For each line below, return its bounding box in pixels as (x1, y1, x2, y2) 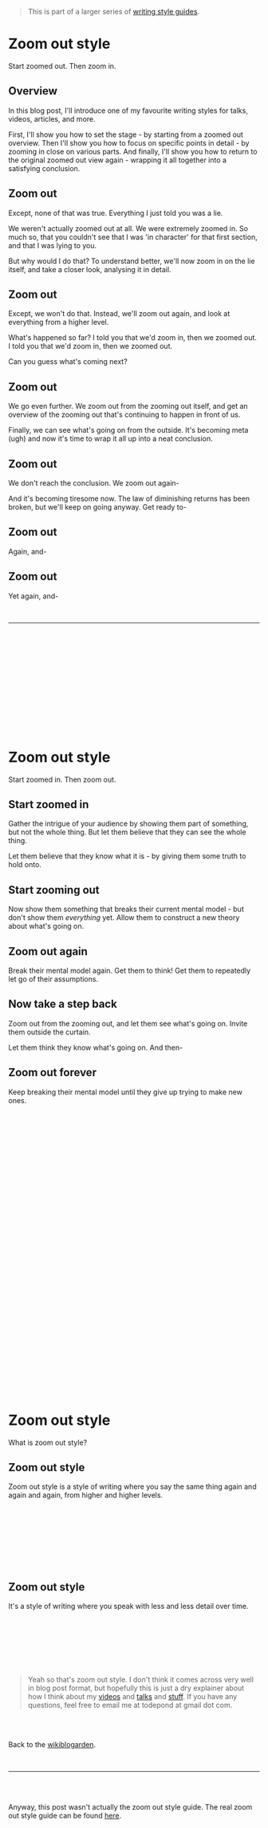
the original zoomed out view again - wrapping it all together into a (8, 155, 227, 165)
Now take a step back (8, 998, 117, 1011)
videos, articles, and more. (8, 114, 96, 123)
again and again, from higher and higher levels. (8, 1490, 164, 1500)
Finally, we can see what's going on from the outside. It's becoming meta (8, 426, 249, 435)
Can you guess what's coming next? (8, 357, 128, 366)
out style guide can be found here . (8, 1811, 122, 1821)
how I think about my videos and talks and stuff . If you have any (27, 1692, 238, 1702)
